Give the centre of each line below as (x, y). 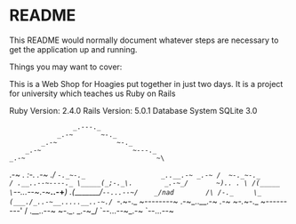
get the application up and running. (73, 49)
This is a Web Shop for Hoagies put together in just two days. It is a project (146, 84)
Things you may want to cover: (66, 67)
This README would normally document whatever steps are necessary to (144, 40)
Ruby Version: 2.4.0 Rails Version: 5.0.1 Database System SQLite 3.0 (133, 110)
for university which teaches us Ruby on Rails (92, 93)
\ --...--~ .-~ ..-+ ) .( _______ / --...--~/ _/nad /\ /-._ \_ (136, 191)
